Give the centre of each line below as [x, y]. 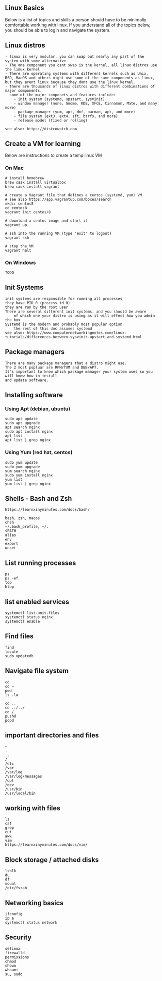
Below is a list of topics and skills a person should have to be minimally [76, 19]
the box [13, 320]
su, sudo [14, 974]
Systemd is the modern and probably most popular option [64, 324]
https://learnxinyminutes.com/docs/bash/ [48, 510]
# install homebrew [25, 178]
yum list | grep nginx [28, 484]
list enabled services [37, 602]
